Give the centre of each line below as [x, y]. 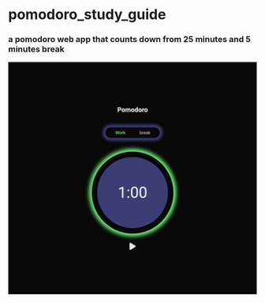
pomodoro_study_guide [87, 15]
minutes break [36, 49]
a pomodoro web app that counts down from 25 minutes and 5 [129, 40]
